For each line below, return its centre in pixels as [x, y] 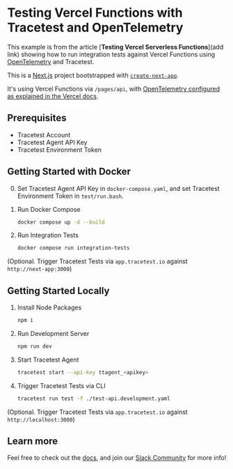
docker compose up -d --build [61, 222]
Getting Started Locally [58, 291]
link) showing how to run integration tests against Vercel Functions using [111, 54]
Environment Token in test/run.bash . [70, 196]
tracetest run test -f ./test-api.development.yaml [94, 399]
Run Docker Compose [49, 209]
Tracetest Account [44, 134]
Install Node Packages [49, 307]
